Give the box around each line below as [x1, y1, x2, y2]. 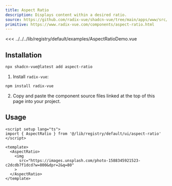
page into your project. [12, 98, 61, 104]
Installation [5, 51, 42, 59]
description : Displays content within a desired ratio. [5, 12, 127, 17]
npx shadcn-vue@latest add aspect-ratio [5, 65, 93, 70]
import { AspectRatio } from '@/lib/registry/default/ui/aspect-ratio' [5, 131, 161, 136]
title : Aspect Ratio [5, 7, 50, 13]
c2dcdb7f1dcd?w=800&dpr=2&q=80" [5, 162, 74, 168]
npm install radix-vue [5, 83, 54, 89]
